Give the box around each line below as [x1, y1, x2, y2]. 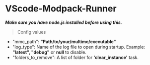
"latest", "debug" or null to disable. [12, 49, 87, 55]
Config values [17, 29, 46, 35]
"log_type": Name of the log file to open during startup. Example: [12, 44, 146, 50]
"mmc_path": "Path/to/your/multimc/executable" [12, 38, 116, 45]
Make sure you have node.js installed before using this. [5, 19, 123, 25]
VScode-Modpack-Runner [5, 3, 117, 14]
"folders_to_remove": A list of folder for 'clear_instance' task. [12, 54, 139, 60]
